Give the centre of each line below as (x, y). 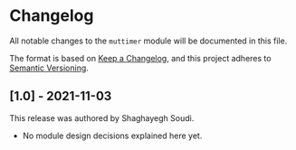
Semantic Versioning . (49, 68)
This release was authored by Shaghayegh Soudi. (102, 117)
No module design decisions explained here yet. (112, 136)
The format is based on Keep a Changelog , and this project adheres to (140, 58)
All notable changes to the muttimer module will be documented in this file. (148, 41)
